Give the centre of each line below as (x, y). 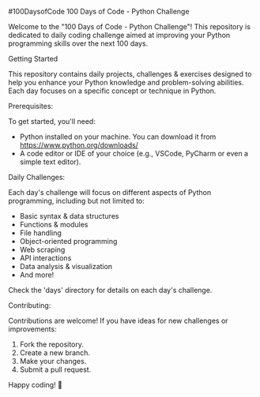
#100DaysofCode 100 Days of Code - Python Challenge (99, 11)
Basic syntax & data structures (69, 216)
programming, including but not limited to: (76, 201)
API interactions (45, 258)
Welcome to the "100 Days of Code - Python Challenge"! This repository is (130, 26)
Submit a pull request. (55, 369)
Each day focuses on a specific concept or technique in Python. (112, 91)
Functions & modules (54, 225)
